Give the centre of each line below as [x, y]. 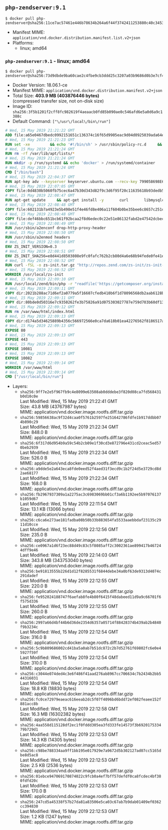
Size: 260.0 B [33, 611]
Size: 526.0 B [33, 458]
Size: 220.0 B [33, 586]
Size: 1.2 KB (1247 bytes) [45, 816]
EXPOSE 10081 [19, 349]
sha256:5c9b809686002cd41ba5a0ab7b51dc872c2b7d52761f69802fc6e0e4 [90, 648]
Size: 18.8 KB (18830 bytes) [48, 688]
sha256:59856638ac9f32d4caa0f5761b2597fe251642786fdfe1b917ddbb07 [90, 418]
